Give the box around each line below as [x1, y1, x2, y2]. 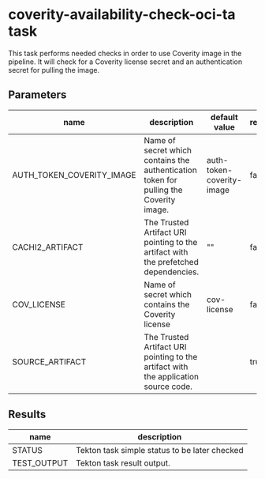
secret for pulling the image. [8, 65, 100, 74]
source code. [144, 381, 193, 392]
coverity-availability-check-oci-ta [8, 6, 236, 24]
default [210, 111, 238, 123]
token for [144, 174, 177, 185]
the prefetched [144, 256, 199, 267]
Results [8, 408, 47, 421]
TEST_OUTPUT [12, 457, 69, 468]
